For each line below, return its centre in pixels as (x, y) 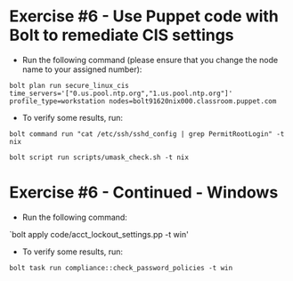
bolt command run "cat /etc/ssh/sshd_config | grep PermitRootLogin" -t (147, 134)
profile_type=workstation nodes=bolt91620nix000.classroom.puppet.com (143, 101)
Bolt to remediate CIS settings (122, 35)
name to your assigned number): (82, 69)
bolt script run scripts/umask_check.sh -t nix (99, 157)
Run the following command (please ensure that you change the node (150, 60)
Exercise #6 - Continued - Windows (144, 193)
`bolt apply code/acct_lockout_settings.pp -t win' (99, 234)
